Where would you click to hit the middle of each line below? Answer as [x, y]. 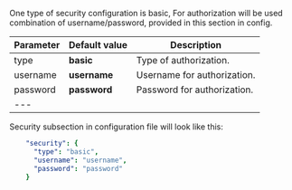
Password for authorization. [195, 90]
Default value [98, 45]
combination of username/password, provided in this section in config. [141, 23]
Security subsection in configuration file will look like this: [116, 127]
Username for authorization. [196, 75]
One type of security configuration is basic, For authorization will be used [146, 13]
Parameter [37, 45]
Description [196, 45]
